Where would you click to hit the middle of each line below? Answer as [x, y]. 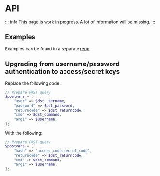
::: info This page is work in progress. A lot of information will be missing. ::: [80, 22]
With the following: [24, 133]
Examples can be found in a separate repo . [48, 48]
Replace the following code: [33, 83]
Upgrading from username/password [63, 64]
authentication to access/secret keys [63, 72]
